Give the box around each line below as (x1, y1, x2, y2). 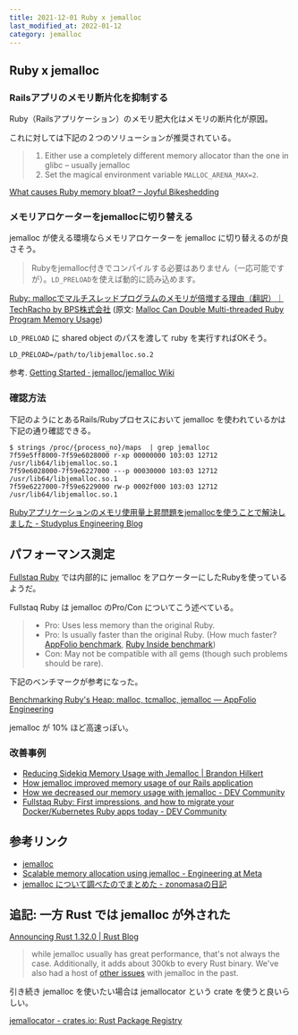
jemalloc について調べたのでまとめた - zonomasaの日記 (21, 878, 227, 889)
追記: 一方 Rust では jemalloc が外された (9, 907, 231, 922)
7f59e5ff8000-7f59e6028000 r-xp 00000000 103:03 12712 (9, 451, 218, 460)
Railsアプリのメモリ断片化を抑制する (9, 91, 168, 104)
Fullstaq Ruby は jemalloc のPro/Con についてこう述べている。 (9, 602, 239, 613)
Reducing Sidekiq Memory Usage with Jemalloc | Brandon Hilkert (21, 768, 264, 778)
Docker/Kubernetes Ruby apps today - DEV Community (21, 806, 227, 817)
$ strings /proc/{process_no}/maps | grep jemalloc (9, 443, 210, 452)
